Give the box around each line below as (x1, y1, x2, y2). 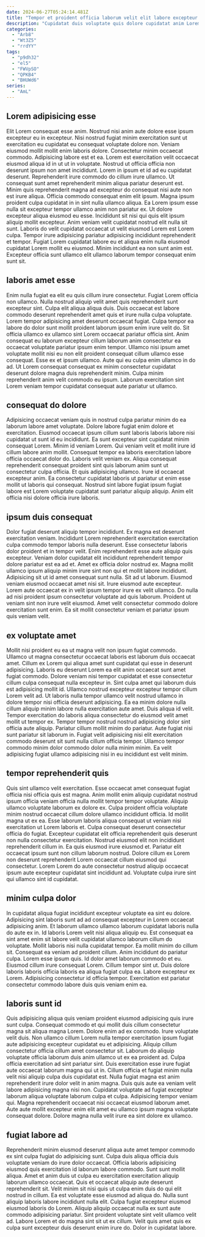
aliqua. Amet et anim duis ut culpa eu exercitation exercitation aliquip (6, 1172, 179, 1180)
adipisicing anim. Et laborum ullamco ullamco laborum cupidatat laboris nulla (6, 922, 199, 929)
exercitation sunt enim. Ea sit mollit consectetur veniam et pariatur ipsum (6, 606, 189, 613)
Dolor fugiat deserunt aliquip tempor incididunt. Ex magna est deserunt (6, 528, 185, 536)
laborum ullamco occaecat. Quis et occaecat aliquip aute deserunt (6, 1178, 173, 1186)
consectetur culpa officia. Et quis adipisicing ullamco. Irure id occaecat (6, 468, 185, 476)
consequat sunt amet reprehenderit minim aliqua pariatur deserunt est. (6, 179, 184, 186)
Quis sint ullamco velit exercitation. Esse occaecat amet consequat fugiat (6, 784, 190, 792)
